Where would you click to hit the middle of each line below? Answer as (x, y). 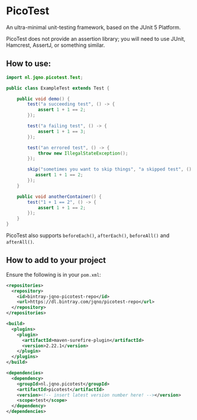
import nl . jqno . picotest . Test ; (45, 77)
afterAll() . (20, 242)
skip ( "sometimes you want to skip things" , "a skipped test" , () (110, 169)
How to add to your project (56, 260)
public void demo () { (43, 99)
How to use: (29, 64)
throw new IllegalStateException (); (83, 153)
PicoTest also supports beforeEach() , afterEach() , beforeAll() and (88, 235)
